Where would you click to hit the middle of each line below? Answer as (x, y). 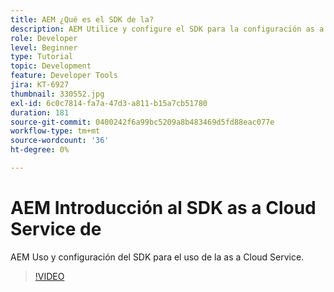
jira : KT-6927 (40, 85)
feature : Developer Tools (64, 76)
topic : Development (51, 66)
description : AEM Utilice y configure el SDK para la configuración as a (167, 29)
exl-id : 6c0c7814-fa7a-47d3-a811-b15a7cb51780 (109, 103)
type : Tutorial (42, 57)
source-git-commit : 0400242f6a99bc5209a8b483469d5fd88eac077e (142, 122)
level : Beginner (44, 47)
